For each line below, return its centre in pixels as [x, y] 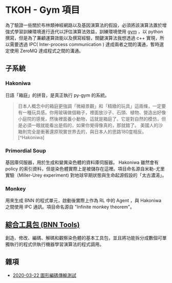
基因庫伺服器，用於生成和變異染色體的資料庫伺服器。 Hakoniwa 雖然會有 [82, 162]
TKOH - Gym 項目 [43, 10]
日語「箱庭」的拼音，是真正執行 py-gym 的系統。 [57, 95]
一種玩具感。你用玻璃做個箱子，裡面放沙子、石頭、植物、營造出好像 [94, 112]
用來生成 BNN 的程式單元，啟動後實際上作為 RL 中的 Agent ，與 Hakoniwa [83, 201]
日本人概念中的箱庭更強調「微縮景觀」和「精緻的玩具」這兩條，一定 [90, 106]
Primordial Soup [26, 150]
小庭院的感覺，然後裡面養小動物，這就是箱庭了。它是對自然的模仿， [90, 119]
